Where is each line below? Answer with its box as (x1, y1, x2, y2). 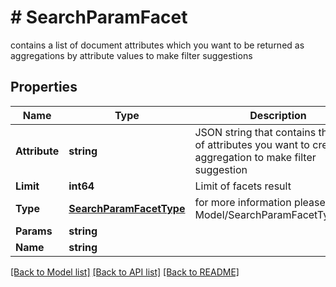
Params (15, 224, 53, 238)
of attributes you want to (194, 137, 310, 151)
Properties (10, 79, 78, 96)
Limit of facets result (194, 179, 292, 193)
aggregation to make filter (194, 150, 317, 164)
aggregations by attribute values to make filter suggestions (10, 49, 253, 61)
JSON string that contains (194, 125, 317, 139)
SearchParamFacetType (68, 201, 186, 215)
